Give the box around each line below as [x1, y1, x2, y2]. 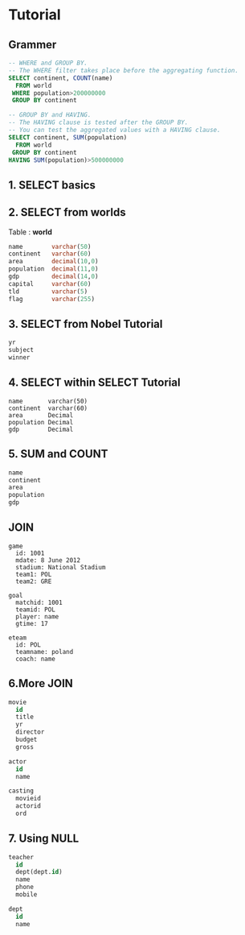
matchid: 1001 [15, 598, 63, 606]
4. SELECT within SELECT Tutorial [8, 376, 181, 390]
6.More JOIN [8, 676, 74, 690]
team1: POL [15, 570, 52, 578]
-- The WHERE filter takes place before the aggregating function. [8, 66, 239, 74]
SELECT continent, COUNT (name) [8, 74, 113, 82]
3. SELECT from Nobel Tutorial [8, 316, 163, 331]
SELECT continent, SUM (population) [8, 133, 128, 142]
